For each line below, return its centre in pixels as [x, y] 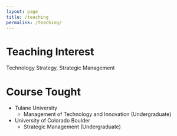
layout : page [22, 11]
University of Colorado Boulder [52, 121]
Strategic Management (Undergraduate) [72, 127]
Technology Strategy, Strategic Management [60, 68]
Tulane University [36, 108]
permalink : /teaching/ [34, 22]
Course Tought [44, 92]
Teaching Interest [50, 52]
